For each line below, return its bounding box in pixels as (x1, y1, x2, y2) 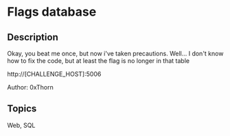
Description (7, 31, 58, 43)
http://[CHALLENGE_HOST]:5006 (7, 70, 102, 78)
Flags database (7, 4, 97, 20)
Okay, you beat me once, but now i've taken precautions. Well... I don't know (7, 49, 224, 57)
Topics (7, 103, 37, 115)
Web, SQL (7, 121, 36, 129)
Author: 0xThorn (7, 83, 54, 91)
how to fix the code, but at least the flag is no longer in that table (7, 57, 190, 65)
